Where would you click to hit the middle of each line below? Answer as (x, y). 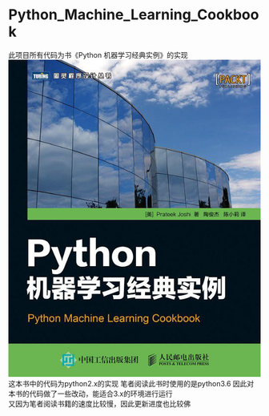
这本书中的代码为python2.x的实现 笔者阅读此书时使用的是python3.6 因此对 (131, 383)
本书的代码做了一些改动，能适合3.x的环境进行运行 (91, 394)
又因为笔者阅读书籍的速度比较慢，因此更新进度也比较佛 (99, 403)
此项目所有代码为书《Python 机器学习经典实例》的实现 (98, 55)
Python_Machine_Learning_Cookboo (134, 15)
